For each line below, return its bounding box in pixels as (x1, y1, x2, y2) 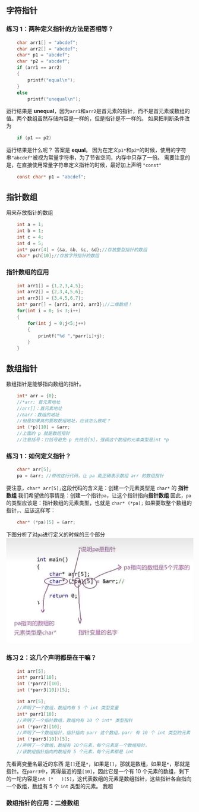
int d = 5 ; (17, 240, 44, 246)
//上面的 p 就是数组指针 (17, 431, 70, 437)
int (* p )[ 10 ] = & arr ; (17, 424, 70, 430)
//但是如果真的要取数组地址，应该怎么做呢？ (17, 418, 111, 424)
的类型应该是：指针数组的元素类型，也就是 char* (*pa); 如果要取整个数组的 (6, 499, 192, 507)
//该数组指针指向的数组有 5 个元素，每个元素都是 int (17, 749, 134, 755)
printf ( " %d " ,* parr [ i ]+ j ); (37, 333, 105, 339)
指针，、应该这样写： (6, 507, 56, 514)
